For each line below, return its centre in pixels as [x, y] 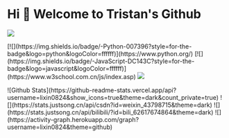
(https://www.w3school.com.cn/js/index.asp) [72, 76]
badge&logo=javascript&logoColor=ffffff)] [67, 68]
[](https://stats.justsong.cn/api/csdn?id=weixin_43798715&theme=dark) [110, 105]
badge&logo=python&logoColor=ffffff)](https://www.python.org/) [100, 53]
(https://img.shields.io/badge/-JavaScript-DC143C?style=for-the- [101, 61]
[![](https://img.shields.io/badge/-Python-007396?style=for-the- [100, 46]
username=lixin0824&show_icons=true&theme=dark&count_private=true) [113, 97]
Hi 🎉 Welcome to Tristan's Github [104, 14]
